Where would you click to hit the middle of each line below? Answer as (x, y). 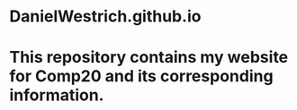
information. (57, 95)
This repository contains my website (149, 58)
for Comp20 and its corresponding (141, 76)
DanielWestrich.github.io (105, 17)
